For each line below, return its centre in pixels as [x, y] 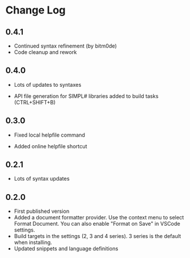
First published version [42, 211]
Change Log [35, 10]
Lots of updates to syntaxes [48, 84]
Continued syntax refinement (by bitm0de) [65, 46]
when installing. [33, 242]
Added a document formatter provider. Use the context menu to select [99, 218]
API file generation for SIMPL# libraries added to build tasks [86, 96]
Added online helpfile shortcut [50, 146]
